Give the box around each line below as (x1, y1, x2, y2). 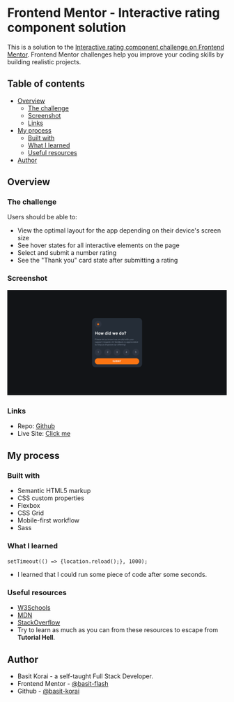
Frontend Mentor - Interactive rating (7, 5, 221, 21)
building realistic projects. (7, 57, 81, 66)
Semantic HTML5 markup (17, 486, 91, 495)
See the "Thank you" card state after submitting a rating (17, 256, 178, 265)
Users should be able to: (7, 213, 78, 221)
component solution (7, 20, 127, 36)
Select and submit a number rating (17, 249, 117, 257)
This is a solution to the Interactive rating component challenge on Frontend (7, 43, 225, 51)
